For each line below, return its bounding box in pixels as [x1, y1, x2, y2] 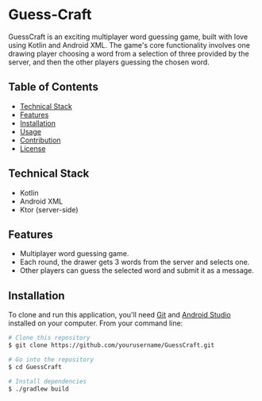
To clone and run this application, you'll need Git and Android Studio [8, 310, 232, 320]
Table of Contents [8, 80, 99, 94]
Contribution [19, 135, 61, 145]
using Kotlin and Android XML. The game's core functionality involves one [8, 40, 250, 49]
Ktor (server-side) [19, 204, 79, 214]
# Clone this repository [8, 334, 91, 342]
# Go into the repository [8, 356, 94, 364]
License [19, 143, 46, 153]
